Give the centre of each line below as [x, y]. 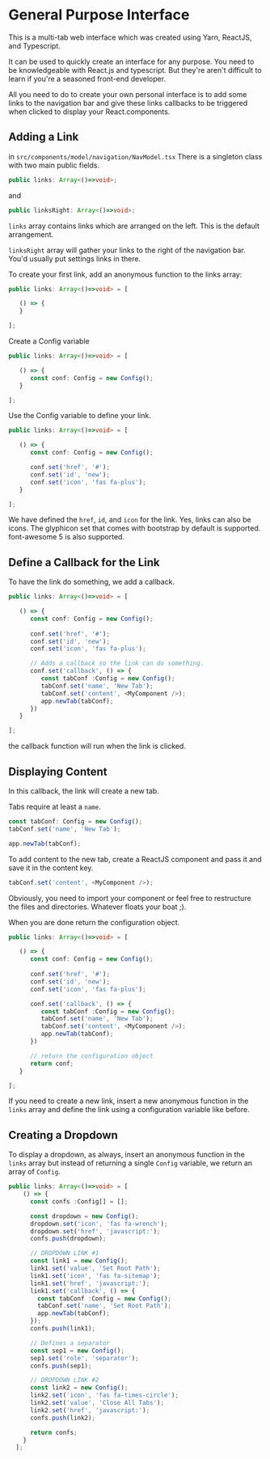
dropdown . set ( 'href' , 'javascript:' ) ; [95, 1231]
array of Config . [34, 1172]
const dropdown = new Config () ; [84, 1216]
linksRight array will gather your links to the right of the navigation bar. [127, 250]
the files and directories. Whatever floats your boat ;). [97, 907]
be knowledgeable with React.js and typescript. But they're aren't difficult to [135, 70]
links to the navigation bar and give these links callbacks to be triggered [128, 103]
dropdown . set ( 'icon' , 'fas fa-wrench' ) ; [99, 1224]
